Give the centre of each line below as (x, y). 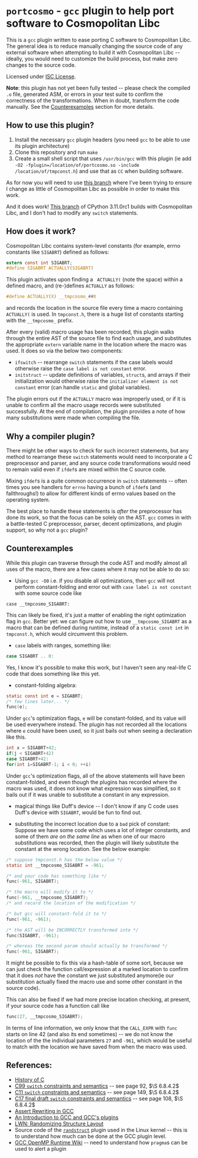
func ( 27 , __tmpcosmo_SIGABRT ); (45, 1017)
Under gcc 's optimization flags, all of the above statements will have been (95, 775)
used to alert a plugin (40, 1149)
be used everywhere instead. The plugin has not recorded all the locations (97, 724)
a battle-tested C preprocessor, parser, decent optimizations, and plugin (94, 524)
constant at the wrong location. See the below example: (82, 849)
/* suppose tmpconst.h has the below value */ (64, 860)
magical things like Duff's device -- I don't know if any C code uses (97, 806)
